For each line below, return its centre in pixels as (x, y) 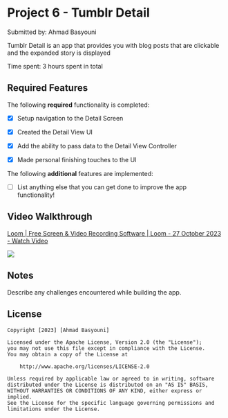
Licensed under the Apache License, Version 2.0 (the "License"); (105, 342)
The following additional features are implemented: (80, 174)
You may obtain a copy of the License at (68, 354)
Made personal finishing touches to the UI (77, 159)
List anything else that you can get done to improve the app (102, 187)
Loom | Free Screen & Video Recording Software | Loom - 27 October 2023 (114, 233)
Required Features (48, 88)
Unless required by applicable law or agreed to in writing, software (111, 378)
